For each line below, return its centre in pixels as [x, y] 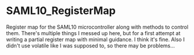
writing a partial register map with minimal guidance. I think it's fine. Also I [96, 39]
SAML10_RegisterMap [61, 11]
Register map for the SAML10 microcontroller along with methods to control [97, 27]
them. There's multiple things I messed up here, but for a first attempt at [93, 33]
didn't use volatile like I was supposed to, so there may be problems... [91, 46]
